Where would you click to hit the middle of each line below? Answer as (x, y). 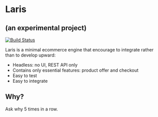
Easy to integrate (30, 81)
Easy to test (25, 76)
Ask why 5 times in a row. (32, 109)
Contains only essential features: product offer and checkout (75, 70)
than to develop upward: (30, 55)
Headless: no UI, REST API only (45, 65)
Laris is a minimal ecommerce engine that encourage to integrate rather (80, 50)
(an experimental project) (46, 28)
